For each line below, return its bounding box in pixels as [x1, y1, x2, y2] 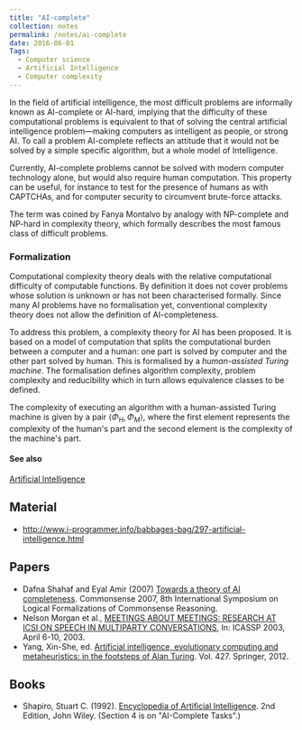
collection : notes [9, 22, 78, 31]
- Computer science [17, 55, 91, 64]
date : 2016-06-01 [9, 38, 75, 48]
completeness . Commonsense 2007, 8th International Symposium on [22, 593, 279, 604]
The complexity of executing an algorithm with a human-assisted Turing [9, 402, 277, 413]
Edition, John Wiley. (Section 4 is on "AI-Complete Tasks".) [22, 710, 242, 721]
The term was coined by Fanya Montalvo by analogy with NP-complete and [9, 209, 289, 220]
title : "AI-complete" [9, 13, 91, 23]
